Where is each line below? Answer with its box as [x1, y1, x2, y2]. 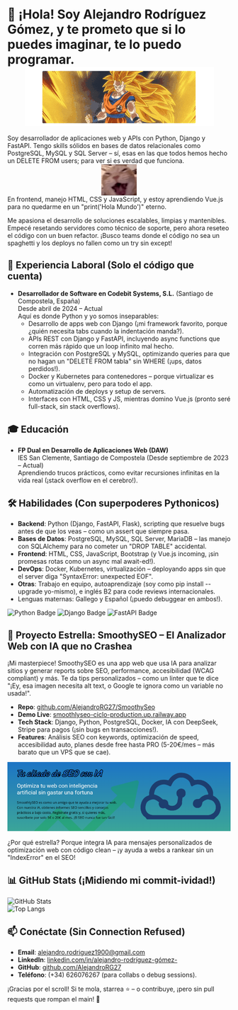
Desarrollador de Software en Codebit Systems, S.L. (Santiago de [17, 289, 214, 297]
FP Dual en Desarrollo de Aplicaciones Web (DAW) [17, 446, 169, 454]
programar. [7, 52, 75, 68]
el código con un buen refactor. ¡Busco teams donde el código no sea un [7, 231, 220, 239]
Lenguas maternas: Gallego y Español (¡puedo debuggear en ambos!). [17, 595, 223, 603]
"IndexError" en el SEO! [7, 853, 76, 861]
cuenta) [7, 271, 42, 283]
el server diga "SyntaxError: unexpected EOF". [17, 572, 154, 581]
